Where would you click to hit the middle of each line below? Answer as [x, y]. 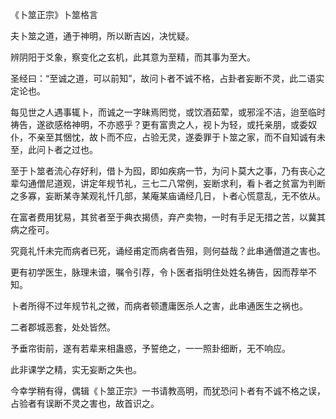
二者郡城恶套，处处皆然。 [63, 327]
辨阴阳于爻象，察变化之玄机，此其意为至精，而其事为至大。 [133, 57]
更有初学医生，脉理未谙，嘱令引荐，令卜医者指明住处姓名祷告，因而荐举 [159, 272]
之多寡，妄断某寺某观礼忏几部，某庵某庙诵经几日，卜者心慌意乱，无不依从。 [168, 196]
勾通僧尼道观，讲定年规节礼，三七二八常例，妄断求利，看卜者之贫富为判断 [172, 183]
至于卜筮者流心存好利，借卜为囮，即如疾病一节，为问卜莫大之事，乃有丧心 [163, 171]
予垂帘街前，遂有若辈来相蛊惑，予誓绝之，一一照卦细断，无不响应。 [150, 348]
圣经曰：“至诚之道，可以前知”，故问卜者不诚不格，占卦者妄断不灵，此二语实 [167, 78]
